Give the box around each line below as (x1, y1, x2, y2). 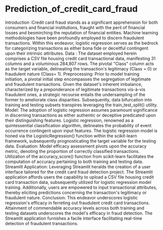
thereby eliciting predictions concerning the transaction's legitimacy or (5, 189, 147, 195)
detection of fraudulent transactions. (5, 220, 79, 226)
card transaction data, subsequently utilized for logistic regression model (5, 179, 152, 185)
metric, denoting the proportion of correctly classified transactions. (5, 148, 140, 154)
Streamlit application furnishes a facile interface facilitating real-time (5, 215, 143, 221)
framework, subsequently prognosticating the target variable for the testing (5, 138, 156, 144)
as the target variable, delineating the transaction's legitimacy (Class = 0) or (5, 66, 157, 71)
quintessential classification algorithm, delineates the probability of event (5, 122, 152, 128)
